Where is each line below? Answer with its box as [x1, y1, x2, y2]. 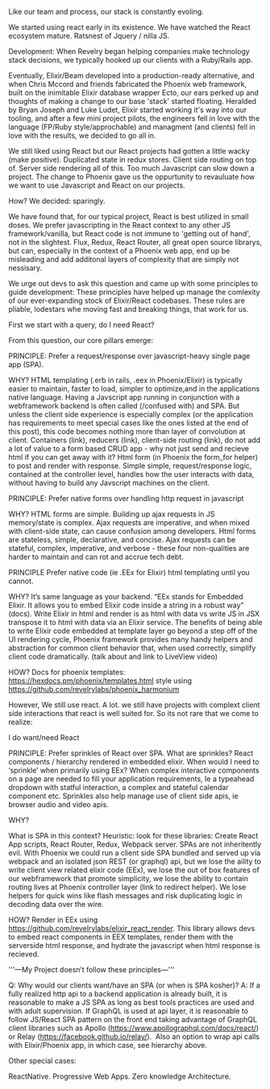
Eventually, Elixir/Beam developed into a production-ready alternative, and [8, 71, 255, 80]
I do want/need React [8, 733, 80, 742]
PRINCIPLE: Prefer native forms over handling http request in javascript [8, 494, 244, 503]
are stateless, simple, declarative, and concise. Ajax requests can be [8, 535, 236, 544]
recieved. [8, 950, 39, 959]
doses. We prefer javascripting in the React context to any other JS [8, 221, 231, 230]
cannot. [8, 576, 34, 586]
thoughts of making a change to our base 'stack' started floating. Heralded [8, 97, 256, 106]
